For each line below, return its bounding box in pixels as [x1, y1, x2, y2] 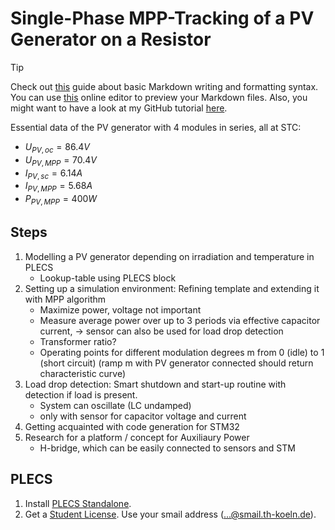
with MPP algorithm [24, 293, 107, 305]
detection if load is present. [24, 388, 138, 401]
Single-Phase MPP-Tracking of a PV [10, 7, 315, 30]
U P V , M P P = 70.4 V [24, 153, 97, 168]
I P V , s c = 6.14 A [24, 167, 83, 181]
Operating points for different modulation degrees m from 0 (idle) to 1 [39, 346, 325, 358]
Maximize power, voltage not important [39, 303, 202, 316]
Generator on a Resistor [10, 28, 212, 51]
